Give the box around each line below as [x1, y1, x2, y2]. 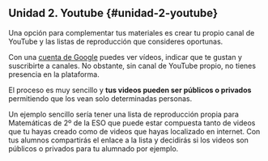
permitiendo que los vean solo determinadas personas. [8, 93, 193, 104]
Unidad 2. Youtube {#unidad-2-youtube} [8, 6, 219, 20]
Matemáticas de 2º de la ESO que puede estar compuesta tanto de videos [8, 117, 256, 128]
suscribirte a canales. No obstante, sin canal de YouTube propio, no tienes [8, 61, 257, 70]
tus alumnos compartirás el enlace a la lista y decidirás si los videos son [8, 135, 249, 145]
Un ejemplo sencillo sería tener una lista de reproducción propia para [8, 109, 239, 119]
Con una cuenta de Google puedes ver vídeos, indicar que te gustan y [8, 52, 243, 61]
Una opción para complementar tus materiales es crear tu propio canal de [8, 28, 255, 37]
